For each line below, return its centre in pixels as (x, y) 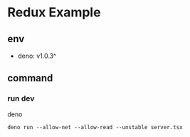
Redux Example (54, 12)
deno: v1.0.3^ (37, 56)
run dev (21, 98)
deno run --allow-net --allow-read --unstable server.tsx (95, 127)
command (30, 78)
